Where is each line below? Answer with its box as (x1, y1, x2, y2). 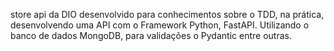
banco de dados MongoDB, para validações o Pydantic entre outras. (10, 30, 292, 41)
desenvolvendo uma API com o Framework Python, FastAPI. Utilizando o (10, 19, 310, 31)
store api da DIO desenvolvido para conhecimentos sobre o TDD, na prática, (10, 9, 325, 20)
